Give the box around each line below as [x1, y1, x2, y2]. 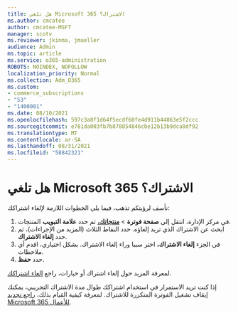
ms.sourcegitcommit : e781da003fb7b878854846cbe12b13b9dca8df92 [7, 122, 199, 130]
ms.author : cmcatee [7, 17, 65, 24]
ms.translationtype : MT [7, 129, 78, 137]
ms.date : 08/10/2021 [7, 110, 69, 117]
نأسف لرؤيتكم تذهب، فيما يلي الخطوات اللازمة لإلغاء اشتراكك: [7, 203, 171, 212]
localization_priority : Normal [7, 70, 100, 77]
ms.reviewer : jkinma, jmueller [7, 37, 100, 44]
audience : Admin [7, 43, 55, 51]
